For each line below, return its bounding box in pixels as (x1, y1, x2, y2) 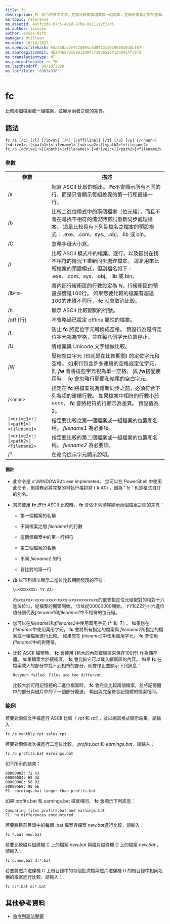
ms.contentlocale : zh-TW (5, 59, 58, 64)
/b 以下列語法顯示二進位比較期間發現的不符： (12, 577, 107, 583)
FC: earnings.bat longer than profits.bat (5, 788, 96, 793)
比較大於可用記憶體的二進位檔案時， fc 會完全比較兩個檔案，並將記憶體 (12, 682, 162, 689)
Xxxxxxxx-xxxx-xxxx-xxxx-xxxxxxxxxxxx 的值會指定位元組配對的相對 (12, 597, 156, 603)
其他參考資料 (5, 899, 46, 907)
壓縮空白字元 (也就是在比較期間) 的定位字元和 (51, 352, 160, 359)
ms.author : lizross (5, 26, 47, 31)
